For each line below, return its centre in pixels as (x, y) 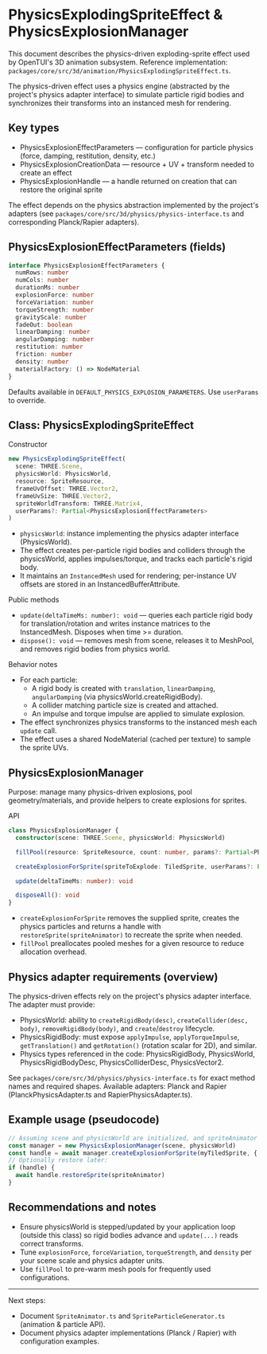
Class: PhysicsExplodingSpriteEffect (101, 425)
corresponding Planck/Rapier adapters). (74, 222)
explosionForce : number (54, 295)
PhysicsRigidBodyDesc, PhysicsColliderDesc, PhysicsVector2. (122, 1062)
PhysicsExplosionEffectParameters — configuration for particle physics (137, 147)
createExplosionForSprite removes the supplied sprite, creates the (130, 918)
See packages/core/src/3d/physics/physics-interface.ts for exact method (132, 1078)
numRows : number (42, 273)
